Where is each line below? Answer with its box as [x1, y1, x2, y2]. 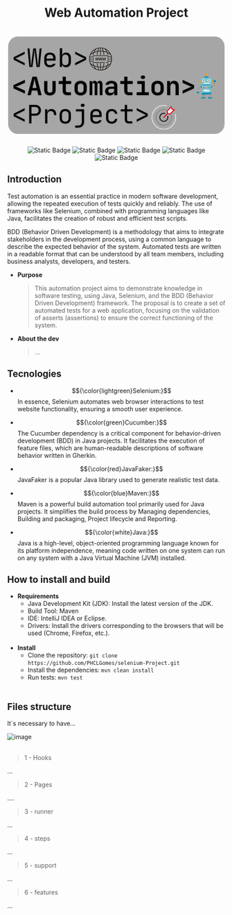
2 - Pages [24, 780, 53, 789]
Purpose [17, 270, 43, 279]
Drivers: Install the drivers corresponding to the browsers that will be [27, 622, 224, 630]
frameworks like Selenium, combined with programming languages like [7, 206, 209, 215]
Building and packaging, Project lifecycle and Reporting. [17, 514, 178, 522]
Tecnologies [7, 368, 62, 380]
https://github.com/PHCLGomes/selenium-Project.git [27, 660, 180, 667]
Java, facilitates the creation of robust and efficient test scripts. [7, 214, 188, 222]
